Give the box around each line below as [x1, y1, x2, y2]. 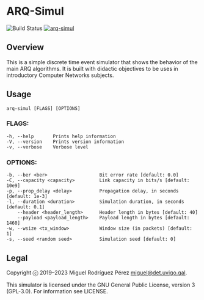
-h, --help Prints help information [6, 133, 116, 139]
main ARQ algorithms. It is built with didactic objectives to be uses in [6, 65, 178, 72]
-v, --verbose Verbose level [6, 144, 89, 150]
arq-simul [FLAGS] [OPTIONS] [6, 105, 81, 111]
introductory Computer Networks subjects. [6, 71, 114, 79]
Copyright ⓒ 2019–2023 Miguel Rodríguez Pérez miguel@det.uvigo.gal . [6, 269, 188, 276]
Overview [6, 42, 45, 53]
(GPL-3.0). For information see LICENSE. [6, 287, 108, 295]
